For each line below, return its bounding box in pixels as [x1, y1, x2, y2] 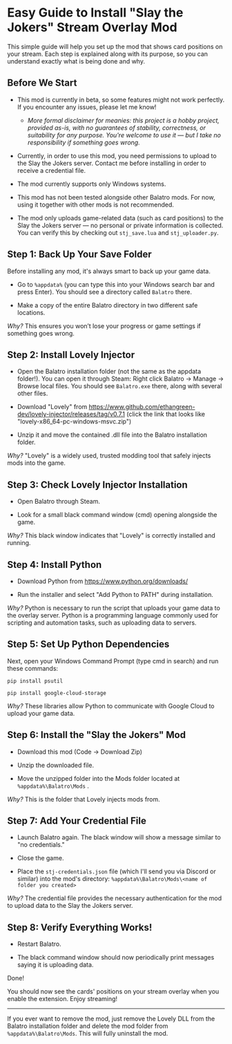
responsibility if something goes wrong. [27, 138, 140, 146]
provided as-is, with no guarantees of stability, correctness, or [27, 123, 206, 132]
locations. [17, 308, 46, 316]
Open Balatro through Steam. [17, 497, 100, 506]
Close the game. [17, 854, 64, 862]
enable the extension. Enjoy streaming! [7, 995, 118, 1003]
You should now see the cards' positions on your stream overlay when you [7, 987, 220, 996]
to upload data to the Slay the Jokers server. [7, 902, 133, 910]
